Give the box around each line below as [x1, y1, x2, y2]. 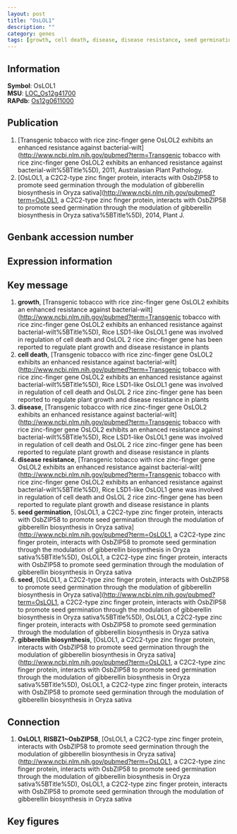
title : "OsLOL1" [7, 17, 55, 24]
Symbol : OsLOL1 [7, 81, 56, 90]
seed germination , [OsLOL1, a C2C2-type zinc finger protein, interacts [17, 508, 224, 516]
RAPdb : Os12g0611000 [7, 96, 74, 105]
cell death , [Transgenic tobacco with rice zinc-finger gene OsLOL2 [17, 350, 213, 359]
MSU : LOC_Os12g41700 [7, 89, 76, 97]
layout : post [7, 10, 46, 18]
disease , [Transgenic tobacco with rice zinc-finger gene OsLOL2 [17, 403, 207, 412]
